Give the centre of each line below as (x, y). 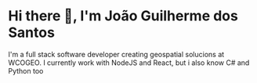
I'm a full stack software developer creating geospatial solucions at (116, 54)
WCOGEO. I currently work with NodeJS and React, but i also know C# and (129, 63)
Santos (31, 32)
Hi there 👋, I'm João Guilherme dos (123, 16)
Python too (26, 70)
